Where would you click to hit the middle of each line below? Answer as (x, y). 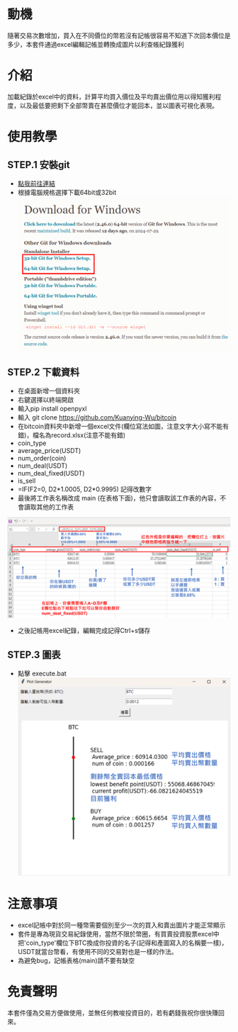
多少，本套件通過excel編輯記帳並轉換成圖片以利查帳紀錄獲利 (96, 44)
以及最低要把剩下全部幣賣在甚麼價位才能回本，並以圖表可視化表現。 (119, 105)
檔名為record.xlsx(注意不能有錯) (79, 435)
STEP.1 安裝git (39, 165)
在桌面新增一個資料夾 (49, 391)
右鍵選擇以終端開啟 (46, 399)
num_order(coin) (42, 458)
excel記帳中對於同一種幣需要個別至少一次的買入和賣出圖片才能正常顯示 (121, 925)
